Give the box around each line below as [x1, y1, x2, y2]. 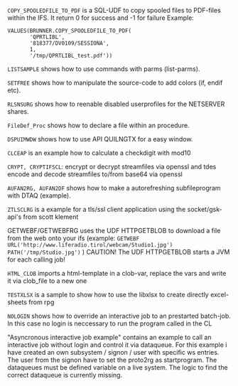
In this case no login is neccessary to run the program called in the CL [7, 319, 212, 328]
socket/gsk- [187, 205, 222, 213]
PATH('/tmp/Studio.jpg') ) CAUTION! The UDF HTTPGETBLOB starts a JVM [7, 248, 230, 256]
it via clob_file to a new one [7, 277, 87, 285]
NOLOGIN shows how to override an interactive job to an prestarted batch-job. [7, 312, 231, 320]
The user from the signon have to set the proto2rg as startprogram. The [7, 355, 217, 364]
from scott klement [23, 213, 79, 221]
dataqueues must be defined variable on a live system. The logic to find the [7, 363, 229, 372]
